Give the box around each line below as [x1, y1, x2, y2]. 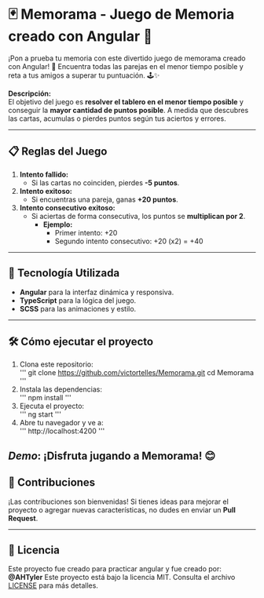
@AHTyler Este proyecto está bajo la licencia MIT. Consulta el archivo [8, 573, 236, 582]
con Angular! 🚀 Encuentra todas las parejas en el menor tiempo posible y [8, 61, 244, 71]
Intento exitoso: [19, 186, 73, 195]
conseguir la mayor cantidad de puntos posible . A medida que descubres [8, 105, 249, 115]
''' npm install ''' [19, 393, 72, 403]
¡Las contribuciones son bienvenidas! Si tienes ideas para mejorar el [8, 497, 229, 506]
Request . [8, 513, 38, 523]
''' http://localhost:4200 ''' [19, 426, 105, 436]
